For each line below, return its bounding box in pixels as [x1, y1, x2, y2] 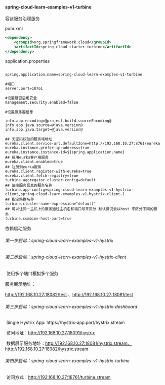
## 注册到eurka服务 [5, 164, 41, 169]
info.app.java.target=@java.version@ [5, 127, 83, 132]
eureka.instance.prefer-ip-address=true [5, 145, 90, 150]
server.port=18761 [5, 86, 43, 91]
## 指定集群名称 [5, 197, 34, 202]
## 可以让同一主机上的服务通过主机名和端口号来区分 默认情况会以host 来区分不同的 [5, 206, 154, 211]
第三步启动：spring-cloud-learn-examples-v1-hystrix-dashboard [5, 304, 137, 310]
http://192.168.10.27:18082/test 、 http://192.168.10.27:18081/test [5, 291, 133, 298]
